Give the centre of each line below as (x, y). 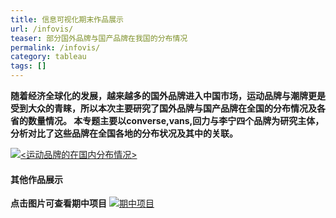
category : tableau (48, 57)
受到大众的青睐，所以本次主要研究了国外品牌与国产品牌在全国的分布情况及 (163, 108)
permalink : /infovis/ (55, 47)
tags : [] (28, 66)
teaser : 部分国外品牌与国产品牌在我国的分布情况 (99, 38)
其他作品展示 (36, 179)
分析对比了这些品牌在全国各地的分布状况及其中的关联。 (124, 133)
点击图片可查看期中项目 (58, 203)
